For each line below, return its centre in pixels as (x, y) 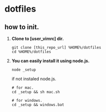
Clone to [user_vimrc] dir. (38, 38)
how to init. (22, 27)
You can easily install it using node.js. (51, 61)
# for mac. (23, 88)
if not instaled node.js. (34, 79)
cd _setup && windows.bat (38, 105)
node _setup (24, 70)
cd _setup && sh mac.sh (36, 92)
